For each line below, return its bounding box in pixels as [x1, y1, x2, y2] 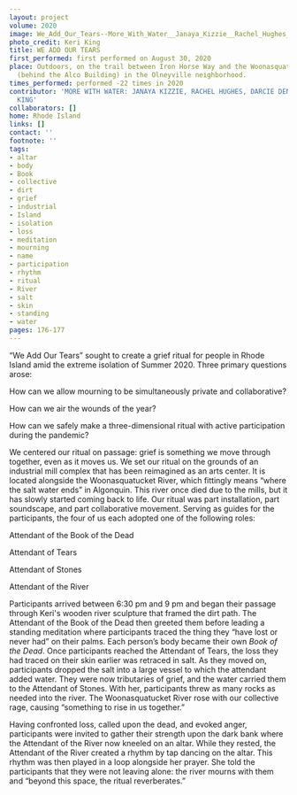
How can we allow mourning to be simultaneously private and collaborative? [9, 386, 287, 397]
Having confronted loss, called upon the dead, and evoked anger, [9, 719, 247, 729]
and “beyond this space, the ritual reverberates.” [9, 776, 186, 786]
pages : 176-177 [9, 326, 65, 335]
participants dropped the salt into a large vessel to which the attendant [9, 664, 267, 675]
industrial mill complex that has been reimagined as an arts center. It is [9, 466, 266, 476]
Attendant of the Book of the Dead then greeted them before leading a [9, 617, 265, 628]
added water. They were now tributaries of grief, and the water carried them [9, 674, 286, 684]
